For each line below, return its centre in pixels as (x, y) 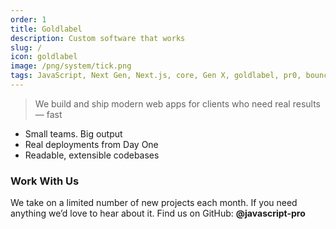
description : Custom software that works (98, 38)
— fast (48, 114)
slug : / (26, 47)
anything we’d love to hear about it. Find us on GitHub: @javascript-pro (158, 213)
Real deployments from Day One (91, 144)
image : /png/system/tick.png (71, 66)
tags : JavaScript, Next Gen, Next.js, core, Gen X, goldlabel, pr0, (156, 76)
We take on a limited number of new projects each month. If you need (154, 203)
